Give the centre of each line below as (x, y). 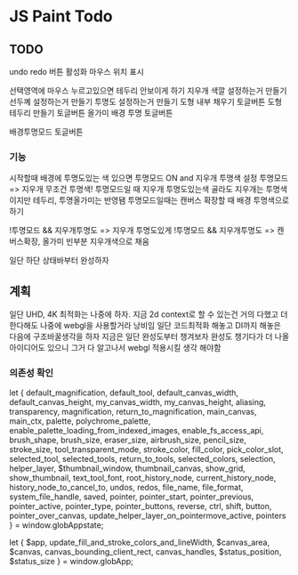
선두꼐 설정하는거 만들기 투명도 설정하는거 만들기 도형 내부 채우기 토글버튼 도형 (146, 101)
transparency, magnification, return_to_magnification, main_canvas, (133, 412)
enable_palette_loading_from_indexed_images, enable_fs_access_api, (137, 431)
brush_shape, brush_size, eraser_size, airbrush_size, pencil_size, (128, 440)
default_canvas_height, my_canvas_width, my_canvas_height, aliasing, (138, 402)
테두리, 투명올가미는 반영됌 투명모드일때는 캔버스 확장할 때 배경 (142, 200)
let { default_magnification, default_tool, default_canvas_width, (124, 393)
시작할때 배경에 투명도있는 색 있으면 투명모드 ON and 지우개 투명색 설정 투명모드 (149, 178)
